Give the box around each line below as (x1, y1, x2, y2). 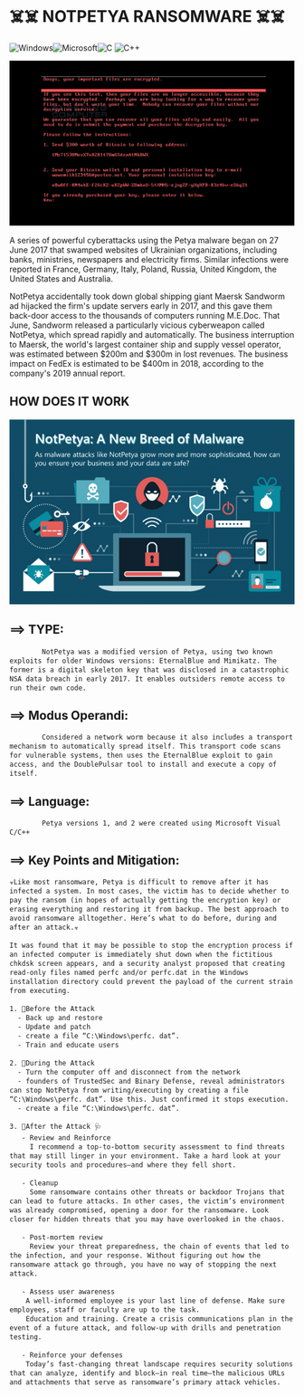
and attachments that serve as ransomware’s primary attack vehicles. (9, 1378, 281, 1387)
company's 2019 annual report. (9, 368, 126, 378)
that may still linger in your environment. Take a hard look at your (9, 1152, 281, 1161)
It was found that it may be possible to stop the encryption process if (9, 942, 294, 951)
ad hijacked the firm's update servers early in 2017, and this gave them (9, 300, 273, 311)
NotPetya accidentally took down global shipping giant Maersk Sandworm (9, 291, 285, 301)
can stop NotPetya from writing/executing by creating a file (9, 1086, 249, 1095)
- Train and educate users (17, 1041, 119, 1050)
